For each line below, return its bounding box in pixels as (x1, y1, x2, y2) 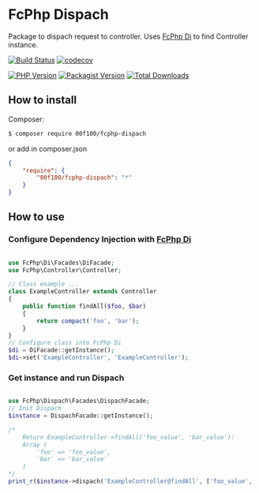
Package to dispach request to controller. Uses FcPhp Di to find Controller (8, 32, 249, 41)
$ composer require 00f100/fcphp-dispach (8, 129, 147, 137)
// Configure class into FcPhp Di (8, 339, 122, 347)
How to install (8, 93, 77, 107)
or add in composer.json (8, 144, 88, 153)
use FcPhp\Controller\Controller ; (8, 266, 122, 274)
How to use (8, 211, 65, 224)
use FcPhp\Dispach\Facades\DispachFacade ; (8, 397, 150, 405)
